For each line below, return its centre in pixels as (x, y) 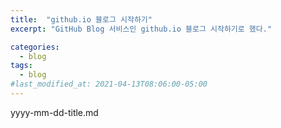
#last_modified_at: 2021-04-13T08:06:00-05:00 (109, 84)
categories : (35, 47)
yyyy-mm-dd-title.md (54, 112)
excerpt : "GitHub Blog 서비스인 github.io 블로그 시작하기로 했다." (141, 29)
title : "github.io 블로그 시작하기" (81, 19)
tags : (21, 66)
